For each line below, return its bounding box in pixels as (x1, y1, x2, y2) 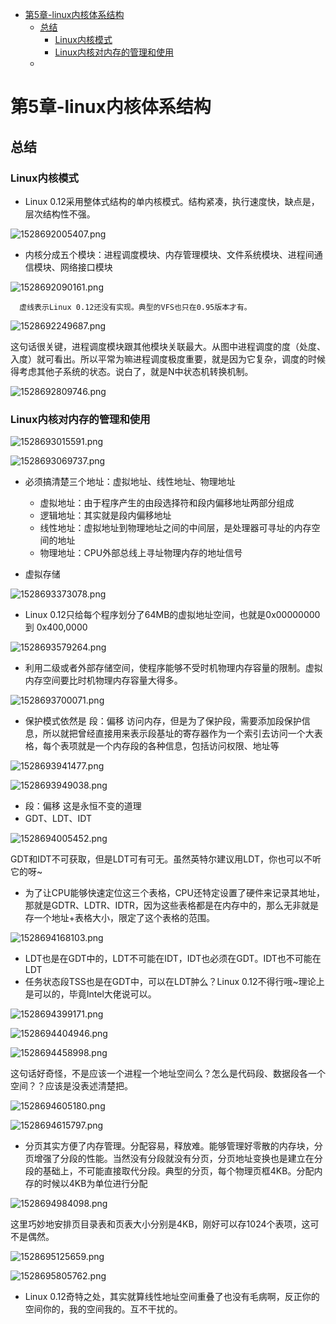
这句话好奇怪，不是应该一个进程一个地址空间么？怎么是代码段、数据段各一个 (10, 1068, 326, 1080)
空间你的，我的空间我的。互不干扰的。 (24, 1303, 183, 1315)
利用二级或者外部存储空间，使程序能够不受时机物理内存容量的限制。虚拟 (24, 662, 323, 674)
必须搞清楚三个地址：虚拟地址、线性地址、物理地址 (24, 476, 236, 488)
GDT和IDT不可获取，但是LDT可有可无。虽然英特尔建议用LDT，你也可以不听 (10, 853, 322, 865)
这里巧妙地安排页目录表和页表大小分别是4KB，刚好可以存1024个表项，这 (10, 1218, 311, 1230)
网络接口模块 (59, 261, 113, 273)
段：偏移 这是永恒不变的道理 (24, 800, 142, 812)
